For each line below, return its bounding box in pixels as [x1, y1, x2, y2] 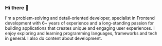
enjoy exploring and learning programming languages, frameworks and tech [5, 31, 158, 36]
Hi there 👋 [5, 4, 29, 11]
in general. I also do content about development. [5, 35, 102, 41]
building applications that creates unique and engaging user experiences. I [5, 25, 155, 31]
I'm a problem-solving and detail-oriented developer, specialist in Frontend [5, 15, 155, 21]
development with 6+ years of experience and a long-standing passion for [5, 20, 154, 26]
